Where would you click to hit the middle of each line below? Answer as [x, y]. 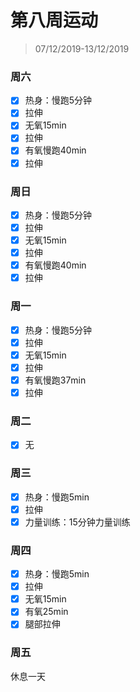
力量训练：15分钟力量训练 [77, 522]
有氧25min [46, 612]
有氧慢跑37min [55, 380]
